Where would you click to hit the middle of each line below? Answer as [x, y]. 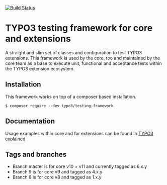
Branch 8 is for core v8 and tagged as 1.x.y [57, 177]
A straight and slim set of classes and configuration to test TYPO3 [74, 52]
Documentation [30, 121]
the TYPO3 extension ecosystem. [40, 68]
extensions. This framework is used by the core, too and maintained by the [82, 58]
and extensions [38, 39]
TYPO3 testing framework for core [79, 28]
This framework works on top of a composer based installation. [71, 97]
